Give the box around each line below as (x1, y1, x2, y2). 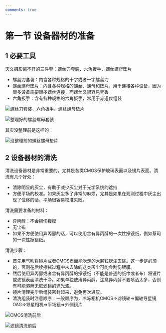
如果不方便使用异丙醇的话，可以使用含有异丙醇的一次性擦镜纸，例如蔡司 (12, 230, 161, 237)
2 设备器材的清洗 (5, 154, 57, 162)
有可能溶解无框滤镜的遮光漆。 (12, 283, 74, 289)
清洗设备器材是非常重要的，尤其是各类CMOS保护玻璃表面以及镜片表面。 (5, 167, 154, 173)
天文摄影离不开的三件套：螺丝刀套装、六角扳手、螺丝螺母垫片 (5, 66, 132, 72)
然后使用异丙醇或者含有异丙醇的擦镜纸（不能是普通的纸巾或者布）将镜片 (12, 270, 161, 277)
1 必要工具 (5, 52, 36, 60)
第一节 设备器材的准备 (5, 30, 95, 41)
